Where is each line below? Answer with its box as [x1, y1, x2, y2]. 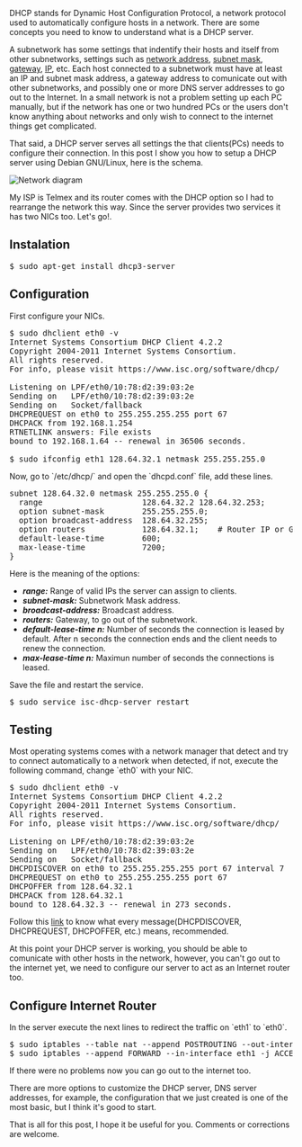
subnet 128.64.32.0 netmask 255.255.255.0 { [9, 488, 209, 498]
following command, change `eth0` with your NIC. [9, 765, 193, 776]
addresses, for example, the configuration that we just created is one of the [9, 1092, 289, 1103]
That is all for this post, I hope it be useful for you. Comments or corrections [9, 1119, 290, 1130]
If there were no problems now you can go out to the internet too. [9, 1065, 252, 1076]
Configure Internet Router [9, 998, 157, 1013]
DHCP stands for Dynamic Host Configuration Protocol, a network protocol [9, 8, 286, 18]
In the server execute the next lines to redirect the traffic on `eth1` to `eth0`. [9, 1022, 288, 1033]
